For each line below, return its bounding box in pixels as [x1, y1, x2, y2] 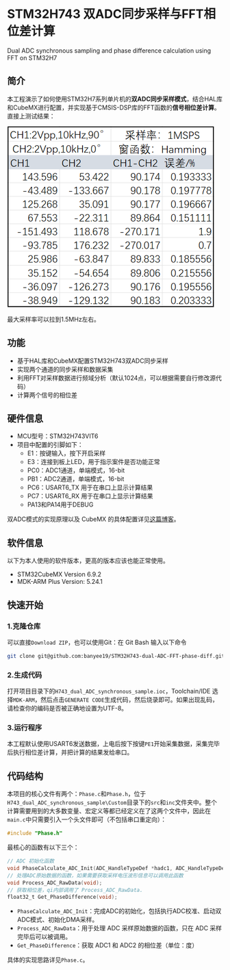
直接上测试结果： [7, 112, 55, 120]
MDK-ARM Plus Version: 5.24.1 [16, 578, 103, 586]
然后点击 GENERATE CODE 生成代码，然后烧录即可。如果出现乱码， [40, 695, 219, 704]
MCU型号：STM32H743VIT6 [16, 432, 99, 440]
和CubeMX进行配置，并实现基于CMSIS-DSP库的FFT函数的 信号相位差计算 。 [7, 103, 221, 112]
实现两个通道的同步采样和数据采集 [16, 365, 114, 373]
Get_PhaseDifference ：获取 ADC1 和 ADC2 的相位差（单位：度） [16, 941, 199, 949]
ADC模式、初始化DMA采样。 [16, 915, 99, 924]
